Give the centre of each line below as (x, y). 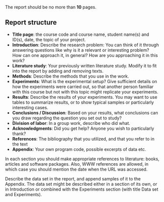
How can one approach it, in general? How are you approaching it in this (85, 55)
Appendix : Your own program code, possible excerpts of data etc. (79, 149)
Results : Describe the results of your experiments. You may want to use (85, 97)
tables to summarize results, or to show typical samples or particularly (83, 102)
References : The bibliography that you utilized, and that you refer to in (83, 139)
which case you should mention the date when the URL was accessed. (76, 169)
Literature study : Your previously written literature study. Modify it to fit (84, 65)
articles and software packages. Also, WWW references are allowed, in (77, 164)
